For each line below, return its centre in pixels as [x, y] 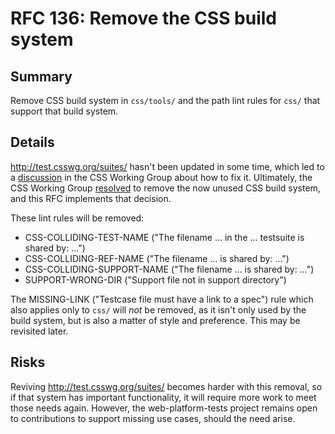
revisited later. [39, 331]
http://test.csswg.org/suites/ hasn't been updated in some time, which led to [167, 166]
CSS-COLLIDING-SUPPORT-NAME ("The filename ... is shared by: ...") [169, 269]
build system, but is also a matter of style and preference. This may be [155, 320]
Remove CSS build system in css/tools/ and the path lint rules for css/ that [165, 100]
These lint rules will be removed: [77, 218]
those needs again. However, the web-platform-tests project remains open [164, 408]
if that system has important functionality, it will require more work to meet [163, 397]
